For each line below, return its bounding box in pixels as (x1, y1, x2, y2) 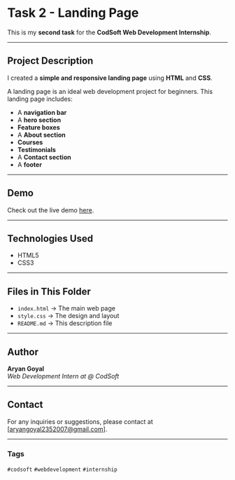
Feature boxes (17, 123, 61, 131)
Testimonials (17, 145, 56, 153)
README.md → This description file (17, 319, 113, 327)
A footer (17, 160, 42, 169)
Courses (17, 138, 43, 146)
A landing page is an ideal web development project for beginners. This (7, 87, 213, 95)
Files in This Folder (7, 285, 91, 297)
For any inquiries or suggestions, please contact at (7, 417, 153, 425)
